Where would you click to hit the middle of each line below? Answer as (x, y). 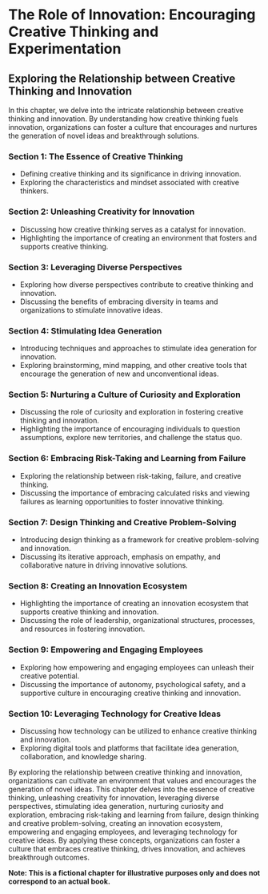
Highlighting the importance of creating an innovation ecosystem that (134, 604)
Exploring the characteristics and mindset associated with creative (130, 183)
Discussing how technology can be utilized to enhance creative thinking (138, 730)
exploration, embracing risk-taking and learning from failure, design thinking (134, 815)
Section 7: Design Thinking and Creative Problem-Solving (122, 522)
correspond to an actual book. (59, 881)
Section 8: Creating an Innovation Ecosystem (98, 586)
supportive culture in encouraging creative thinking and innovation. (130, 693)
